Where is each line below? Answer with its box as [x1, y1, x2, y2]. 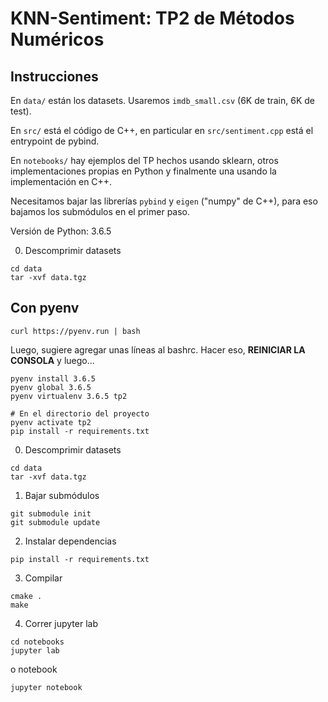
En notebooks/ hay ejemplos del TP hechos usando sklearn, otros [10, 155, 279, 166]
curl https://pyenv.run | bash [10, 326, 141, 336]
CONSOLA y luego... [10, 354, 95, 366]
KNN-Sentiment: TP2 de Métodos [10, 7, 295, 30]
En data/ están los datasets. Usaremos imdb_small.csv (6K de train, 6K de [10, 95, 315, 106]
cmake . [10, 591, 43, 601]
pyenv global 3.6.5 [10, 382, 92, 392]
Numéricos [10, 28, 105, 51]
